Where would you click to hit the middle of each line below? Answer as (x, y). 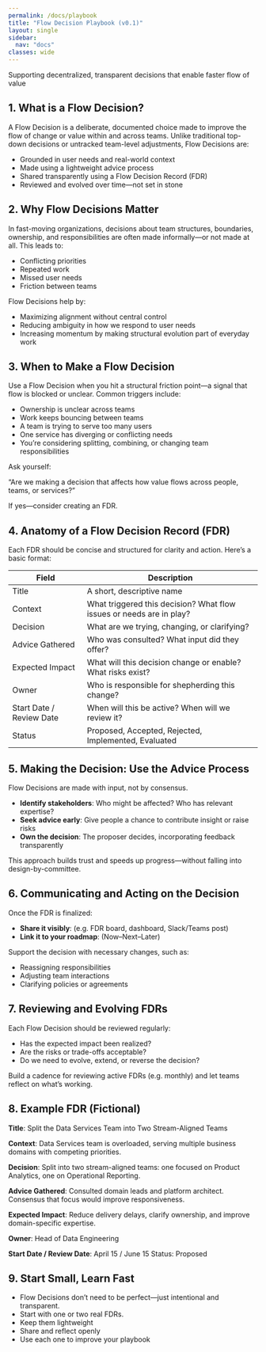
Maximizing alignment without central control (93, 317)
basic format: (30, 558)
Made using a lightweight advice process (87, 168)
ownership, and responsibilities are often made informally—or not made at (129, 237)
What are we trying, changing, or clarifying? (168, 627)
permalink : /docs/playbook (53, 15)
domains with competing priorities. (65, 1152)
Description (170, 578)
